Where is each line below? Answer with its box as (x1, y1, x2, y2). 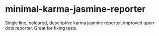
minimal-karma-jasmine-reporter (5, 3, 146, 15)
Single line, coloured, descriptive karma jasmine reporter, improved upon (5, 20, 154, 26)
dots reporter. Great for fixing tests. (5, 25, 78, 31)
